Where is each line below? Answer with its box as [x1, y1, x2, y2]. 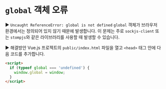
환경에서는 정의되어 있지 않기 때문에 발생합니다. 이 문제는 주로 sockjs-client [5, 28, 155, 34]
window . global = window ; [14, 70, 65, 75]
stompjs [10, 35, 26, 40]
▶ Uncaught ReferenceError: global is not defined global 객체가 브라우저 [5, 22, 158, 28]
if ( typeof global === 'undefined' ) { [9, 65, 90, 70]
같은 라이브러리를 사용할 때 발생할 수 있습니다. [31, 34, 120, 40]
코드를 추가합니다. [10, 50, 45, 57]
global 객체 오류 [5, 4, 68, 16]
